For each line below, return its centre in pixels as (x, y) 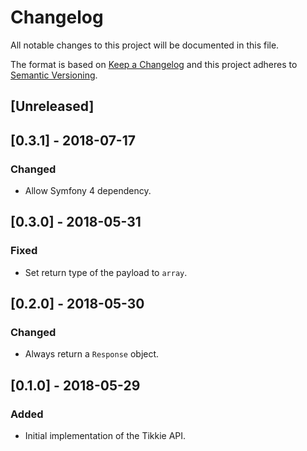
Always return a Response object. (92, 354)
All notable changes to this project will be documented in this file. (145, 45)
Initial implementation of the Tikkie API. (105, 436)
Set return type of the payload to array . (106, 272)
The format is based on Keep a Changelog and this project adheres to (154, 64)
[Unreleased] (52, 106)
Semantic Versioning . (54, 75)
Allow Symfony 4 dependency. (88, 191)
